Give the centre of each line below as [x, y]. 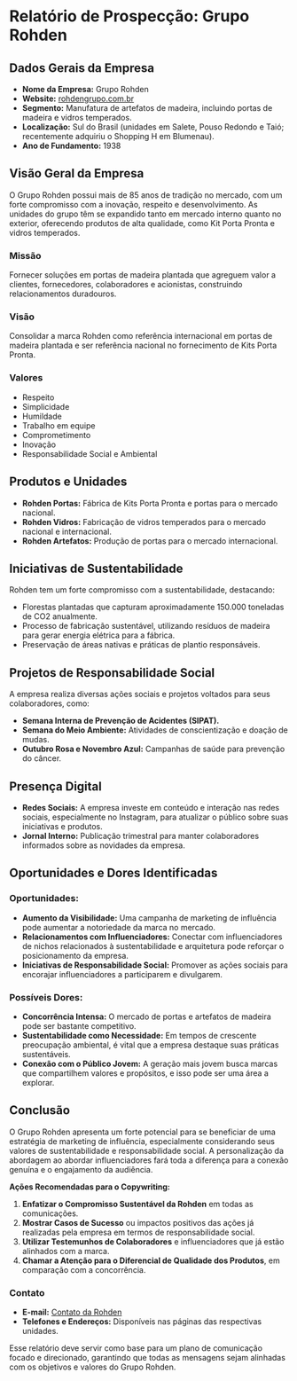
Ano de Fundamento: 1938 [71, 145]
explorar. [38, 1082]
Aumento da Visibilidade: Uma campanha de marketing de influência [149, 918]
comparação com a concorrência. [84, 1269]
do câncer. [42, 758]
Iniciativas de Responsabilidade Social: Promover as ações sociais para [155, 965]
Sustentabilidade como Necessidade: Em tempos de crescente [139, 1035]
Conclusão [40, 1110]
